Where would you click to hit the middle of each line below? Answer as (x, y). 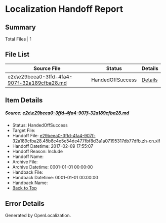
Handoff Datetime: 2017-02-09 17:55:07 (53, 146)
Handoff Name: (28, 157)
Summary (21, 27)
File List (17, 54)
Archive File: (25, 162)
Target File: (24, 130)
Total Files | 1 (18, 39)
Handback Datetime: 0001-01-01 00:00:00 (55, 178)
